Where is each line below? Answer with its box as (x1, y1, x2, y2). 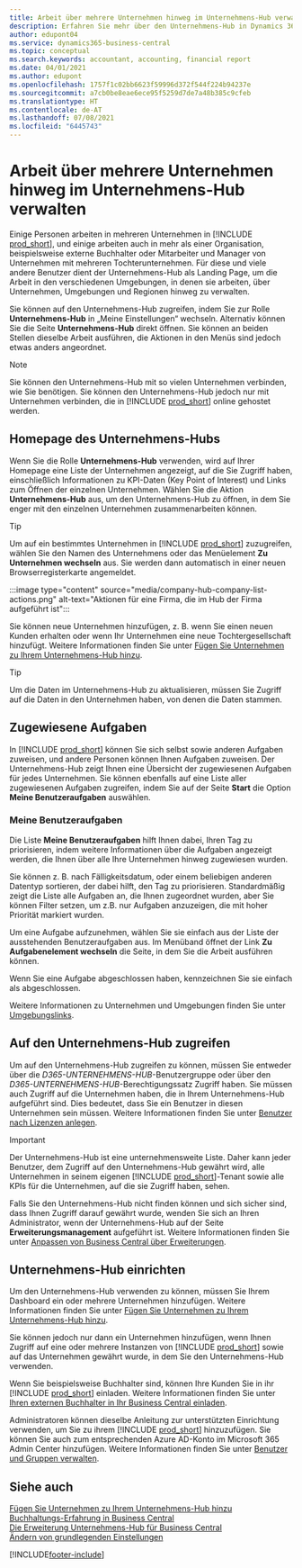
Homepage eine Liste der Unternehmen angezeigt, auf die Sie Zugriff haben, (9, 464, 293, 475)
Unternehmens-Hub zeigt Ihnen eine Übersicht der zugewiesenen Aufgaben (9, 762, 292, 774)
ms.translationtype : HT (9, 96, 99, 106)
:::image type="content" (9, 584, 99, 595)
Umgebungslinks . (9, 1009, 75, 1020)
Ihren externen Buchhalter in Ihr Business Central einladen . (9, 1397, 227, 1409)
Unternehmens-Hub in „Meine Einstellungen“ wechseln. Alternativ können (9, 312, 286, 324)
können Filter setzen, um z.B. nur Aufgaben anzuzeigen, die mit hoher (9, 899, 268, 910)
